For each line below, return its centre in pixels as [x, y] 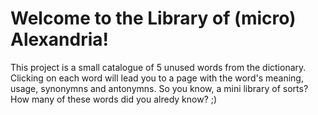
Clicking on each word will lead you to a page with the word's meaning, [157, 78]
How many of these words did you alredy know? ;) [114, 99]
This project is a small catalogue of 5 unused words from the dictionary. [158, 67]
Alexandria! [59, 39]
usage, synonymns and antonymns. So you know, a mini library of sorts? [159, 88]
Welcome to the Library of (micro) [153, 18]
